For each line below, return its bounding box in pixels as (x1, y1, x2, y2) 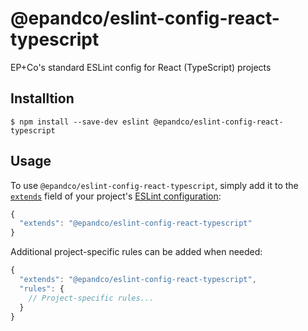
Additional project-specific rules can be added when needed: (10, 246, 263, 258)
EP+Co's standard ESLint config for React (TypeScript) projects (10, 61, 272, 73)
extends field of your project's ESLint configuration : (10, 190, 222, 202)
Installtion (10, 90, 75, 107)
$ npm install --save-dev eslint (10, 117, 150, 127)
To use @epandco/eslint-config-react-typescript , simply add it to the (10, 179, 299, 191)
